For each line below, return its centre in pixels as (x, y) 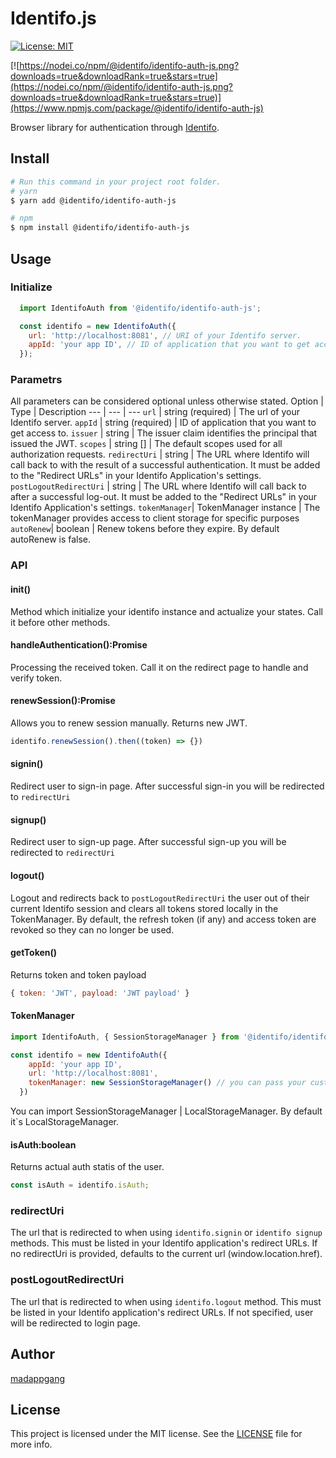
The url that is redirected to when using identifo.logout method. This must (166, 1301)
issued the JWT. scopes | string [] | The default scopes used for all (146, 444)
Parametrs (36, 380)
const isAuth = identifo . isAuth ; (80, 1185)
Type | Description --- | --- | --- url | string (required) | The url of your (155, 412)
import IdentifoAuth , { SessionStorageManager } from (125, 1037)
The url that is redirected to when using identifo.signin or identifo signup (166, 1233)
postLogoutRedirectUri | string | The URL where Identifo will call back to (158, 486)
